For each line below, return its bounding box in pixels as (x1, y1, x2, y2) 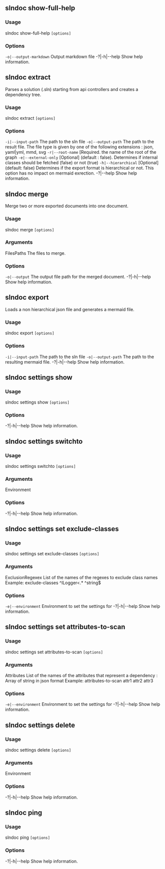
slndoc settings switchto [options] (5, 463, 76, 469)
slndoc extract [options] (5, 115, 56, 121)
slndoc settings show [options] (5, 399, 70, 405)
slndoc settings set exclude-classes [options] (5, 551, 100, 557)
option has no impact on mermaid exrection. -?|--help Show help (5, 170, 137, 176)
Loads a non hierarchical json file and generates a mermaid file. (5, 306, 135, 312)
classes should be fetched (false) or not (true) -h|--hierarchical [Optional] (5, 160, 159, 166)
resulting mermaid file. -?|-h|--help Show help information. (5, 359, 125, 365)
